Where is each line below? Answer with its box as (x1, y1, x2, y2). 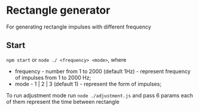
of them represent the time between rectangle (6, 98, 120, 105)
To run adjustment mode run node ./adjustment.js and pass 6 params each (6, 91, 193, 99)
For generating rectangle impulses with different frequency (6, 23, 151, 30)
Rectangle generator (6, 4, 111, 17)
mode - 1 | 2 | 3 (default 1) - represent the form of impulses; (14, 80, 162, 87)
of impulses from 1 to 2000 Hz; (14, 74, 91, 81)
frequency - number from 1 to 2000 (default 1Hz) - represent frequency (14, 68, 191, 75)
